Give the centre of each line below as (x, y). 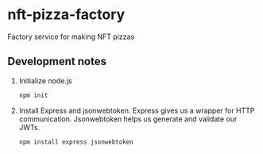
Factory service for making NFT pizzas (71, 37)
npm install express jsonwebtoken (76, 142)
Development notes (57, 62)
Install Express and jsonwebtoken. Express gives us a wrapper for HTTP (137, 110)
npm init (33, 95)
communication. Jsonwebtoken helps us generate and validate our (128, 119)
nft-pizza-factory (66, 15)
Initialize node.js (45, 80)
